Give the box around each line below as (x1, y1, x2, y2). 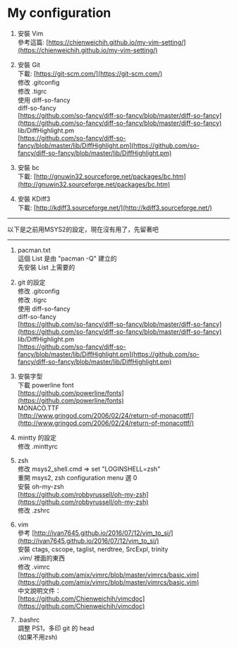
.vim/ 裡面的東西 (17, 553, 66, 562)
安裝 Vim (17, 29, 44, 37)
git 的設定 (17, 277, 46, 287)
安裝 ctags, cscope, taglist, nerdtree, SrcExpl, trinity (17, 545, 169, 553)
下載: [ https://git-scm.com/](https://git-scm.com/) (17, 69, 163, 78)
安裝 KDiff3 (17, 194, 51, 203)
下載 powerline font (17, 380, 74, 389)
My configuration (7, 5, 111, 21)
